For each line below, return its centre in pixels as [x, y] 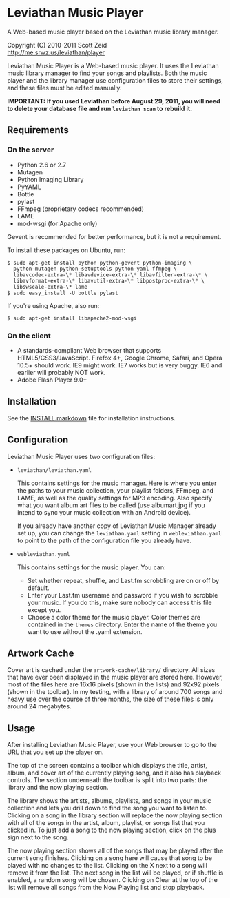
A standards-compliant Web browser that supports [89, 350]
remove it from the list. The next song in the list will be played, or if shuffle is [115, 873]
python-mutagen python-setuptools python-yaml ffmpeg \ [95, 269]
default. [38, 588]
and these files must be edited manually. [64, 88]
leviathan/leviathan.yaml [54, 470]
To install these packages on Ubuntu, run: [66, 250]
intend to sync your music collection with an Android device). [104, 512]
